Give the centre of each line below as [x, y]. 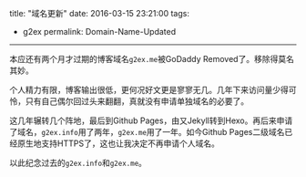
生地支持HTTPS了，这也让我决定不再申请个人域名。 [122, 143]
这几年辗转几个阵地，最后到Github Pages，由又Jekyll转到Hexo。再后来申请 [151, 120]
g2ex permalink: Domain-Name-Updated [99, 31]
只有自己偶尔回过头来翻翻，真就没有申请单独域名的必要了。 [137, 101]
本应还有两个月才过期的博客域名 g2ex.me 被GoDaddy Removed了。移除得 [144, 59]
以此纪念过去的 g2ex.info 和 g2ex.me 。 [78, 163]
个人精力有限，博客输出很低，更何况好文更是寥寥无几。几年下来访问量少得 [149, 90]
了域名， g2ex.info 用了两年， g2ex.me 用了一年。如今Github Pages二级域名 [147, 132]
